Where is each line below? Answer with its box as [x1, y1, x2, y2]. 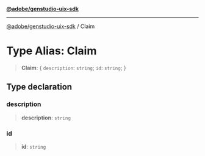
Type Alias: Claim [6, 44, 97, 58]
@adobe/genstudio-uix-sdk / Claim [6, 23, 95, 30]
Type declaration [6, 82, 72, 92]
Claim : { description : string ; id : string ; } [21, 64, 126, 71]
